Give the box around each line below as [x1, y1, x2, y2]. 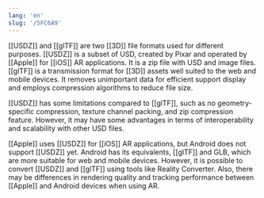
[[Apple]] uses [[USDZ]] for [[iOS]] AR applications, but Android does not [8, 139, 247, 148]
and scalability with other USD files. [8, 124, 124, 133]
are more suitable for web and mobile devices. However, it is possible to [8, 155, 243, 165]
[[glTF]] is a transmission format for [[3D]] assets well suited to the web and [8, 66, 256, 75]
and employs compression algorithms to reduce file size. [8, 82, 193, 92]
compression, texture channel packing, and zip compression [36, 106, 234, 116]
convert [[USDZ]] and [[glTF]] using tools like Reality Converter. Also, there [8, 164, 254, 173]
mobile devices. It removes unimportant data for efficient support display [8, 74, 247, 84]
